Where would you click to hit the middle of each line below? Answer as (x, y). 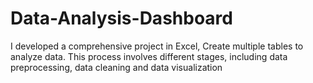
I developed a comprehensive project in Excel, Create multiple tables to (157, 46)
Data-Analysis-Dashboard (121, 18)
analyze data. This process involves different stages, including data (149, 56)
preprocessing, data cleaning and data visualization (116, 67)
